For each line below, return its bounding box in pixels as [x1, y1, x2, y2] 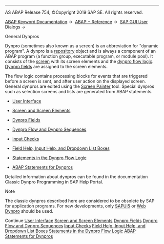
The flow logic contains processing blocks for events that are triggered [5, 73, 148, 79]
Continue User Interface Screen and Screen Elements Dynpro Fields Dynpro [5, 218, 158, 224]
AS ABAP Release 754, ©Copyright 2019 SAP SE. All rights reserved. [5, 9, 143, 15]
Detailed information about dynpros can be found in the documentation [5, 174, 148, 180]
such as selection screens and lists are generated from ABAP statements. [5, 89, 153, 94]
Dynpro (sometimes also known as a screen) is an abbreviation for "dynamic [5, 43, 159, 49]
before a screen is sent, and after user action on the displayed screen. [5, 79, 146, 84]
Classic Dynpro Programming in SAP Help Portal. [5, 179, 103, 184]
